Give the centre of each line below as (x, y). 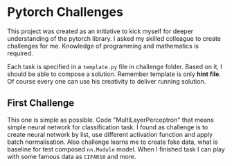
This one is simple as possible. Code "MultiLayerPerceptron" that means (111, 120)
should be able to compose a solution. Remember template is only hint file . (114, 74)
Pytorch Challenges (65, 12)
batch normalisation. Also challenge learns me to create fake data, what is (113, 142)
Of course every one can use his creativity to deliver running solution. (107, 81)
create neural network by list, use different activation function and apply (110, 134)
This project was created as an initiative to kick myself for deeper (100, 31)
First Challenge (41, 103)
